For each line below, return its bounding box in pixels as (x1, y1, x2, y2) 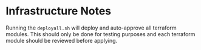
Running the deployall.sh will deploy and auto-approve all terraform (5, 24, 177, 31)
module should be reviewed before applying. (5, 37, 118, 44)
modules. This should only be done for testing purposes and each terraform (5, 30, 196, 37)
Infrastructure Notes (5, 4, 112, 18)
